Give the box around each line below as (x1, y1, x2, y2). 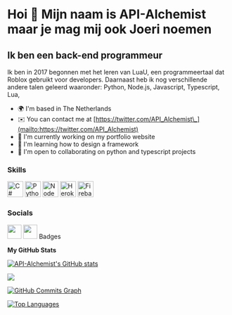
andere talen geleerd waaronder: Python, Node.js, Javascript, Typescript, (7, 83, 220, 91)
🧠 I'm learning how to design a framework (17, 140, 139, 148)
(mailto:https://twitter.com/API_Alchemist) (17, 125, 138, 133)
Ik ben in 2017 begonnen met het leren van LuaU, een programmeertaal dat (7, 68, 225, 76)
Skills (7, 165, 27, 174)
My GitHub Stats (7, 245, 57, 254)
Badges (38, 232, 61, 240)
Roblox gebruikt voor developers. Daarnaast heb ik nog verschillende (7, 75, 207, 84)
